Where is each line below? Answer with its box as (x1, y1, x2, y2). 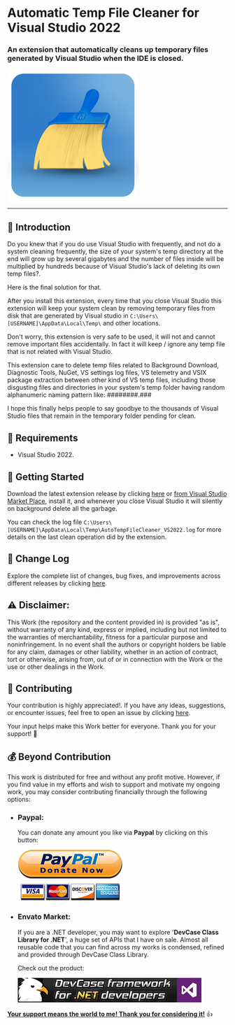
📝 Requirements (7, 432, 78, 444)
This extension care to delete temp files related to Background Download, (7, 361, 219, 369)
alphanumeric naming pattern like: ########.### (7, 390, 152, 400)
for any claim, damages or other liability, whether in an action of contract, (7, 647, 219, 656)
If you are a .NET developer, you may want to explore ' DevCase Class (17, 928, 219, 936)
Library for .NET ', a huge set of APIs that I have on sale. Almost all (17, 935, 208, 944)
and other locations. (102, 319, 161, 327)
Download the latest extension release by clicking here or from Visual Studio (7, 489, 227, 497)
